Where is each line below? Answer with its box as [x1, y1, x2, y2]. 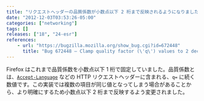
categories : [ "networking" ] [6, 20, 78, 26]
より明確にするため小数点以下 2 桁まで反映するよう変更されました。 [16, 88, 188, 96]
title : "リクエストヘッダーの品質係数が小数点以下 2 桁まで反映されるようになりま [6, 8, 190, 15]
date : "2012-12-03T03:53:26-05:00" [6, 15, 97, 21]
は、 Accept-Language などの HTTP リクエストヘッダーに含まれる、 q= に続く [6, 73, 195, 80]
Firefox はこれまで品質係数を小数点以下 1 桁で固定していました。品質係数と [6, 65, 195, 73]
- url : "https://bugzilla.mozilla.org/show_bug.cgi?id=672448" [17, 43, 181, 49]
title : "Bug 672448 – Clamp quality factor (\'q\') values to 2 [22, 48, 189, 54]
